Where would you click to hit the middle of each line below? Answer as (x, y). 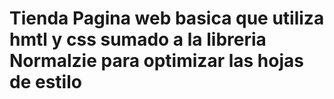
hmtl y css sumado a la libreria (138, 39)
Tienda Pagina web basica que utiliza (167, 18)
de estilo (45, 82)
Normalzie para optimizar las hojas (156, 61)
